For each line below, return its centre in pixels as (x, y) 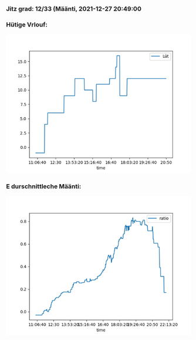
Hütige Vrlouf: (27, 24)
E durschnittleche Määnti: (44, 186)
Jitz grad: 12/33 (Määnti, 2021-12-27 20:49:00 (74, 9)
